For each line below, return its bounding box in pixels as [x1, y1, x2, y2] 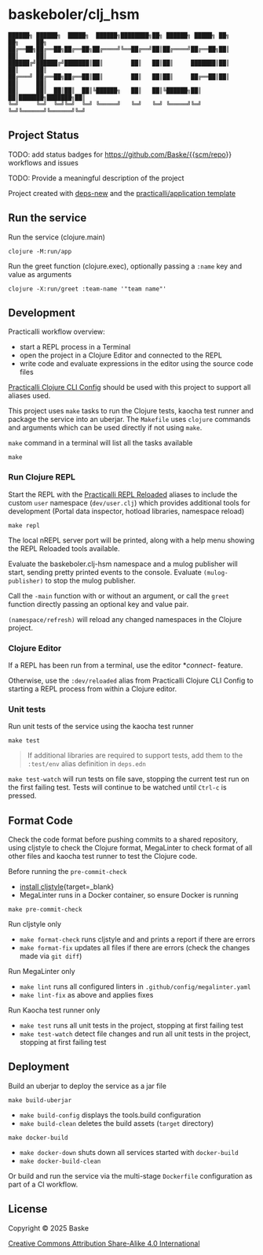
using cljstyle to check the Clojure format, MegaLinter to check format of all [8, 843, 253, 853]
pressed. [8, 791, 37, 801]
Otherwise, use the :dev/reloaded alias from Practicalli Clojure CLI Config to [8, 676, 254, 685]
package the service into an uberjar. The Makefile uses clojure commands [8, 415, 251, 424]
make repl [8, 521, 41, 529]
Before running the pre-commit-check [8, 867, 127, 876]
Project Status [8, 128, 80, 143]
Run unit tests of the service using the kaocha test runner [8, 722, 194, 731]
